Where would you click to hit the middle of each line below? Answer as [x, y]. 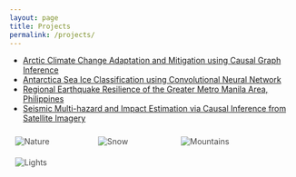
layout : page [34, 18]
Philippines [43, 99]
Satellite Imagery [54, 118]
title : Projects [40, 26]
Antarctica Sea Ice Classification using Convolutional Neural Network [152, 80]
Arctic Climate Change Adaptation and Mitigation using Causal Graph [152, 61]
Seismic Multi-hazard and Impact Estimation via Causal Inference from [154, 109]
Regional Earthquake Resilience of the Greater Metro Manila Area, [145, 89]
